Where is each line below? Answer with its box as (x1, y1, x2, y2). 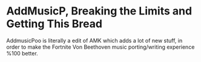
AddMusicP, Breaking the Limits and (6, 4, 193, 18)
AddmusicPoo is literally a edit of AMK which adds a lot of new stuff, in (6, 37, 183, 44)
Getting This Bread (6, 17, 103, 31)
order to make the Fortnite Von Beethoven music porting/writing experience (6, 43, 195, 51)
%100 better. (6, 49, 38, 57)
